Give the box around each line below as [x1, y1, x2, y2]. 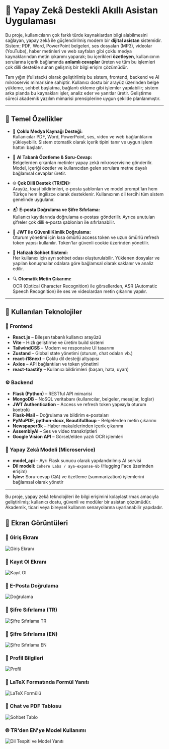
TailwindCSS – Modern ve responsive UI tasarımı [12, 345, 115, 351]
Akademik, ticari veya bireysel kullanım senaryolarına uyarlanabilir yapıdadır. [5, 505, 163, 511]
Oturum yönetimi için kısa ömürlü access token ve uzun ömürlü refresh [12, 234, 159, 240]
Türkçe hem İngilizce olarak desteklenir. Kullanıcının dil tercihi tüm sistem [12, 191, 164, 197]
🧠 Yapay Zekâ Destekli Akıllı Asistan [5, 5, 158, 16]
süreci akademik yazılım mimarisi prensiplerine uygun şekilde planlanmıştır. [5, 95, 161, 102]
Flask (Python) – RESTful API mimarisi [12, 390, 92, 396]
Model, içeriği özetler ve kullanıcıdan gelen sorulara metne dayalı [12, 165, 147, 171]
